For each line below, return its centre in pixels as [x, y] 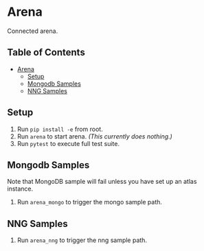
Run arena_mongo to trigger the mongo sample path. [90, 202]
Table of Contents [46, 52]
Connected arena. [33, 31]
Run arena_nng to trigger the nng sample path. [82, 240]
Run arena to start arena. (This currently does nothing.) [95, 136]
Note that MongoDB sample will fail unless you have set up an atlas [102, 182]
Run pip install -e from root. [60, 129]
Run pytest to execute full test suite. [68, 143]
